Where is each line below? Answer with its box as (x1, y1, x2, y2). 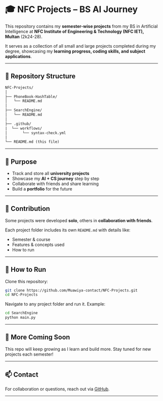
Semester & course (12, 236, 51, 242)
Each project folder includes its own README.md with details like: (5, 227, 131, 233)
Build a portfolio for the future (12, 186, 73, 191)
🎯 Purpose (5, 157, 37, 166)
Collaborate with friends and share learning (12, 181, 99, 187)
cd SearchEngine (5, 310, 38, 316)
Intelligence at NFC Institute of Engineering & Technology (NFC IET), (5, 28, 144, 34)
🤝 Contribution (5, 205, 50, 213)
